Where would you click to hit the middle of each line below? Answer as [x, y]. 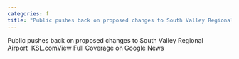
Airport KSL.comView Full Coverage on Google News [86, 48]
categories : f [28, 14]
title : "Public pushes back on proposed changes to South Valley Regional [121, 20]
